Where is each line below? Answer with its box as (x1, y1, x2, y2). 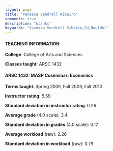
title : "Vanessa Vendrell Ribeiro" (5, 12, 78, 17)
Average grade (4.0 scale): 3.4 (5, 112, 68, 118)
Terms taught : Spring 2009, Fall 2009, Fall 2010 (5, 83, 103, 89)
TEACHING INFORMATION (5, 40, 60, 47)
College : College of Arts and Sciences (5, 52, 83, 58)
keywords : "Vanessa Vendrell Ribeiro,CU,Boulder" (5, 26, 109, 30)
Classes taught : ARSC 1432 (5, 61, 62, 67)
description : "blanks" (5, 21, 52, 26)
